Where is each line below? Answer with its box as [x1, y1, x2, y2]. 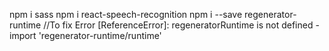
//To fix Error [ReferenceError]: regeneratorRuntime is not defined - [43, 19, 320, 31]
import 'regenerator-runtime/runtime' [9, 30, 162, 41]
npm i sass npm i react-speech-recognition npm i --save [9, 9, 243, 20]
